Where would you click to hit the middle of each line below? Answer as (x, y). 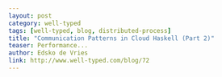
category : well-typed (45, 23)
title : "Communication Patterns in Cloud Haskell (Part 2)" (112, 38)
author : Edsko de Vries (48, 53)
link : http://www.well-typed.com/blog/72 (79, 61)
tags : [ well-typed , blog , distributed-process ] (90, 30)
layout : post (30, 16)
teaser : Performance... (48, 46)
